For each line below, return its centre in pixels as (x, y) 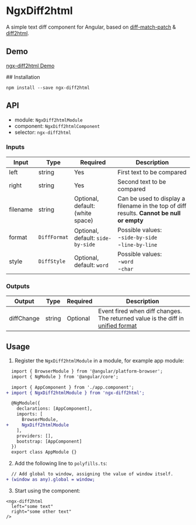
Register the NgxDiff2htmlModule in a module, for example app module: (99, 360)
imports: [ (30, 414)
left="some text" (32, 506)
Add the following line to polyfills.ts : (61, 464)
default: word (91, 265)
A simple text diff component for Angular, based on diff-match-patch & (91, 27)
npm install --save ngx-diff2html (48, 88)
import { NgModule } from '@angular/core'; (65, 377)
